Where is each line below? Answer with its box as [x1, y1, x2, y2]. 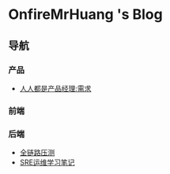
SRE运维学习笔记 [19, 157, 75, 167]
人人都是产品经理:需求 [19, 83, 92, 93]
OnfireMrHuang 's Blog [8, 6, 164, 24]
